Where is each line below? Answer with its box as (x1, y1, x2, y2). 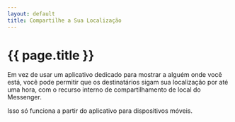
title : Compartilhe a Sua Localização (7, 17, 122, 24)
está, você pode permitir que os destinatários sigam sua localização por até (7, 78, 229, 87)
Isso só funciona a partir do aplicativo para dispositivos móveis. (7, 106, 193, 115)
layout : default (7, 10, 55, 18)
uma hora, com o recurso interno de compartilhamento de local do (7, 85, 201, 94)
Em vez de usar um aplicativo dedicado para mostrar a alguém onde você (7, 71, 222, 79)
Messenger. (7, 93, 42, 102)
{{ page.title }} (7, 47, 95, 63)
